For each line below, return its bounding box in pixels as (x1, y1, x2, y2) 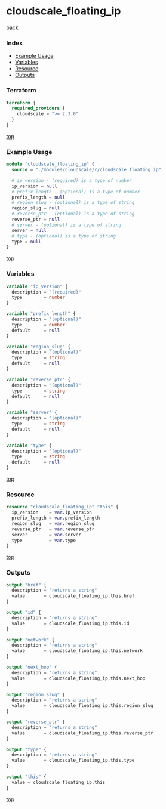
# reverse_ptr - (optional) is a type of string (11, 211, 135, 217)
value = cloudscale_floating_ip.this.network (11, 648, 143, 654)
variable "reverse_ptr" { (6, 376, 70, 382)
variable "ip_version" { (6, 283, 68, 289)
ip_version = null (11, 183, 58, 189)
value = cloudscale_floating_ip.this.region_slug (11, 703, 153, 709)
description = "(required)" (11, 289, 82, 295)
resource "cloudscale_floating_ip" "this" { (6, 504, 119, 510)
